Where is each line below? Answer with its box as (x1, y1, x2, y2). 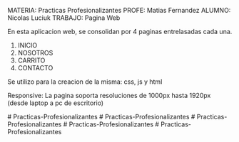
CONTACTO (17, 64, 54, 72)
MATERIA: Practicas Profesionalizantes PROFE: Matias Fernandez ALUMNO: (7, 6, 231, 14)
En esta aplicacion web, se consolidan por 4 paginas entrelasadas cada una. (7, 28, 233, 35)
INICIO (17, 41, 38, 49)
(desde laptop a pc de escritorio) (7, 99, 104, 107)
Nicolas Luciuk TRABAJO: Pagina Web (7, 13, 121, 22)
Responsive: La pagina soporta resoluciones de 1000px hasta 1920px (7, 92, 211, 99)
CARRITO (17, 56, 46, 65)
